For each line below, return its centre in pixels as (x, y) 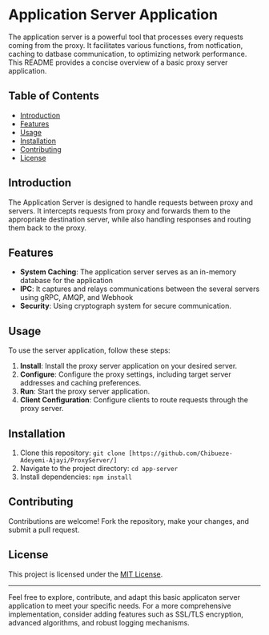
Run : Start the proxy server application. (85, 391)
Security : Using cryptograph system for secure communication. (126, 306)
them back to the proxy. (47, 228)
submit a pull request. (44, 529)
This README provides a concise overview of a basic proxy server (118, 62)
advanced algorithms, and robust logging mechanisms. (99, 622)
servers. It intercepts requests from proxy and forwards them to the (119, 210)
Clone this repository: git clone (72, 453)
